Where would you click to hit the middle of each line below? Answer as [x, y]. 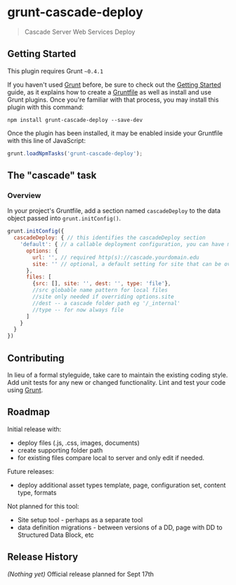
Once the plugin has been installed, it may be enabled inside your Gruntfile [115, 133]
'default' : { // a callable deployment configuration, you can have [122, 245]
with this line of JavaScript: [47, 140]
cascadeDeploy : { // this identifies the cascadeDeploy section [110, 238]
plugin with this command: [46, 107]
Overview [24, 195]
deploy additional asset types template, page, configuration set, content [122, 485]
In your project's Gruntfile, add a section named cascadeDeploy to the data [114, 211]
